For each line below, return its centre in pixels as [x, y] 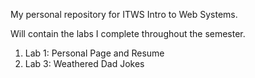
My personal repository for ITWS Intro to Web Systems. [124, 14]
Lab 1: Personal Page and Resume [94, 53]
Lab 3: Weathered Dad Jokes [84, 63]
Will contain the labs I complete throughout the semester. [128, 33]
